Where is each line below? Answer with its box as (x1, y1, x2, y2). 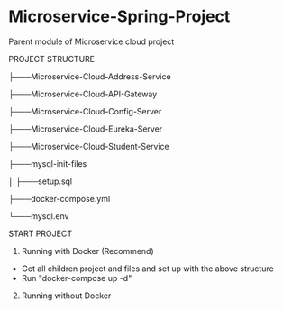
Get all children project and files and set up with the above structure (21, 263, 274, 274)
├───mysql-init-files (8, 158, 87, 169)
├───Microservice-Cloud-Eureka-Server (8, 123, 163, 134)
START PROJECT (8, 228, 73, 239)
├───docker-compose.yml (8, 193, 111, 204)
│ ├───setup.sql (8, 176, 73, 187)
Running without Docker (21, 290, 112, 301)
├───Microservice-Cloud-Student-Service (8, 141, 169, 151)
